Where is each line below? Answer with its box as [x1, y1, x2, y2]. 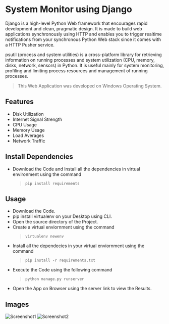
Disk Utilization [12, 111, 44, 117]
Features [5, 98, 34, 106]
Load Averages [12, 132, 44, 138]
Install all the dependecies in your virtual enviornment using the [12, 243, 145, 249]
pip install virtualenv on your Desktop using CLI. [12, 213, 112, 219]
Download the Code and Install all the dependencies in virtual [12, 166, 140, 172]
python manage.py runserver [25, 276, 84, 282]
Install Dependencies [5, 153, 73, 161]
